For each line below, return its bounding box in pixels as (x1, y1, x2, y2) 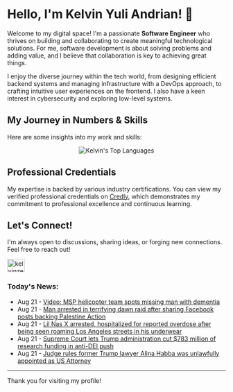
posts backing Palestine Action (17, 312, 106, 321)
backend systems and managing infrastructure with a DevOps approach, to (7, 79, 222, 87)
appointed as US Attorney (17, 357, 92, 365)
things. (7, 58, 27, 67)
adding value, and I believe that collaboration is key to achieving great (7, 51, 207, 60)
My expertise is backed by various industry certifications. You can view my (7, 185, 222, 193)
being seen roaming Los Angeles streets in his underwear (17, 327, 182, 335)
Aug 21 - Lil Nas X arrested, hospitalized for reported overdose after (17, 319, 212, 328)
